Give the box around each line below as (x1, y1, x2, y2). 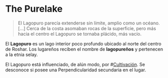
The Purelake (5, 3, 63, 15)
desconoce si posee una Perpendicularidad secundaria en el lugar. (5, 67, 146, 73)
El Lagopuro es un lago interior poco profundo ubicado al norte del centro (5, 40, 161, 46)
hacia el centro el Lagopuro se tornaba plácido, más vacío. (17, 31, 142, 37)
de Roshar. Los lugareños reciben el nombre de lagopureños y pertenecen (5, 46, 163, 52)
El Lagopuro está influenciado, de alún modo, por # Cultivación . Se (5, 61, 145, 67)
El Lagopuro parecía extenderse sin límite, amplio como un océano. (17, 20, 160, 26)
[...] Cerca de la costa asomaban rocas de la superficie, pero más (17, 25, 156, 31)
